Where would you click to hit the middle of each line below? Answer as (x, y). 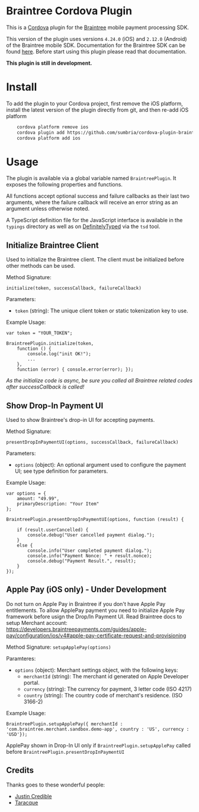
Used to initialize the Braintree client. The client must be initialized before (95, 260)
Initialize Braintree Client (52, 245)
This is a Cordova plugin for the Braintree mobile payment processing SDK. (98, 27)
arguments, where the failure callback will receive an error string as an (92, 203)
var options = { (26, 494)
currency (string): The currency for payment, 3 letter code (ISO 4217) (108, 689)
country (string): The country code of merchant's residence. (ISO (103, 695)
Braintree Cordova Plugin (69, 11)
